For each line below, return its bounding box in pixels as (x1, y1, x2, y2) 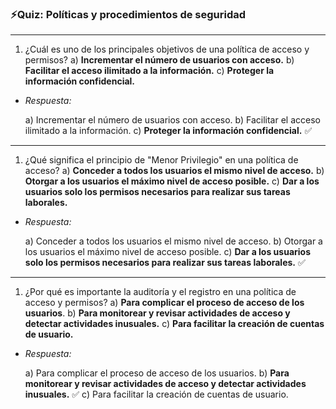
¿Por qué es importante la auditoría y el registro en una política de (24, 286, 297, 298)
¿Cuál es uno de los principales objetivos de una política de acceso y (24, 43, 310, 56)
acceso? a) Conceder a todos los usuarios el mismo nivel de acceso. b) (24, 165, 325, 177)
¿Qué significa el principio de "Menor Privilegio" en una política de (24, 154, 299, 166)
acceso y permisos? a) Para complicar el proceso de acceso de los (24, 297, 305, 309)
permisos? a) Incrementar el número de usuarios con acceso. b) (24, 54, 295, 66)
